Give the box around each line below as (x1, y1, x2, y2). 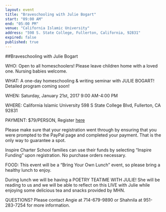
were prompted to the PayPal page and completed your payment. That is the (5, 132, 162, 138)
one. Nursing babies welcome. (5, 68, 68, 74)
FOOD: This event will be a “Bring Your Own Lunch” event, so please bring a (5, 162, 161, 168)
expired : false (5, 35, 37, 40)
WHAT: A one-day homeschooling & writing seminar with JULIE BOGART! (5, 77, 155, 83)
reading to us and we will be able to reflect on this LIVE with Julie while (5, 182, 150, 188)
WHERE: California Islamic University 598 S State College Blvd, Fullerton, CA (5, 102, 161, 108)
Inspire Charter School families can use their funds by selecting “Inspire (5, 147, 152, 153)
